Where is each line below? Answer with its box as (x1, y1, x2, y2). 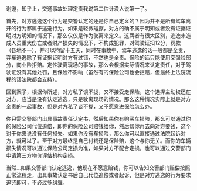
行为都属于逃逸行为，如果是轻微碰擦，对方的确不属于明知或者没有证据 (16, 25, 186, 32)
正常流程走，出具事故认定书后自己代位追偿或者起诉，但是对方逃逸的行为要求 (6, 172, 191, 178)
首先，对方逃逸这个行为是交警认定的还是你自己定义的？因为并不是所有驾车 (6, 18, 186, 25)
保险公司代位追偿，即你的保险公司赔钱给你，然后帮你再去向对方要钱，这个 (11, 123, 191, 130)
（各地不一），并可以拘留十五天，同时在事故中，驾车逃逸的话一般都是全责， (6, 47, 189, 54)
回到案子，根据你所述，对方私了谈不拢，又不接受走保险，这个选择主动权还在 (6, 88, 191, 95)
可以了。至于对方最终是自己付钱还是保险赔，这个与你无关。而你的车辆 (21, 137, 191, 144)
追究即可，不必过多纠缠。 (6, 179, 68, 186)
